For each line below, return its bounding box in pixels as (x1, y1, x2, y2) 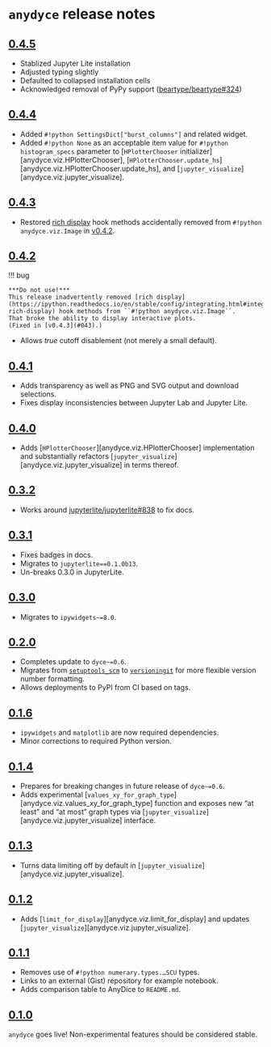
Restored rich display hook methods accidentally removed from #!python (19, 217, 262, 227)
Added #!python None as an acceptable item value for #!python (19, 138, 229, 147)
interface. (123, 815, 156, 825)
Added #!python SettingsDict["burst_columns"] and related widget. (19, 129, 248, 138)
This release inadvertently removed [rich (8, 293, 153, 302)
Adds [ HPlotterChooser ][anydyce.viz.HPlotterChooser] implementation (19, 443, 255, 453)
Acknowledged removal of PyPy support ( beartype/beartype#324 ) (19, 84, 242, 94)
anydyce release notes (8, 5, 156, 23)
